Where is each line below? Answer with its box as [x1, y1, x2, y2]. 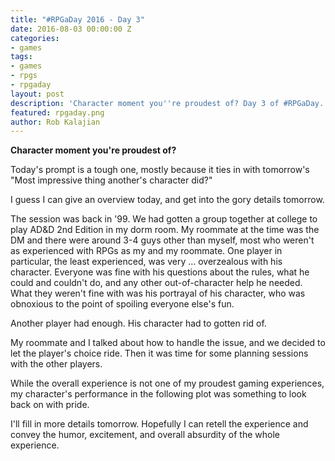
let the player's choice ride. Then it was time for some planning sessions [10, 347, 309, 360]
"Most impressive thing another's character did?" [10, 174, 213, 186]
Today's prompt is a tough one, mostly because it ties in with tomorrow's [10, 164, 310, 176]
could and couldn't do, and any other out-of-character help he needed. [10, 277, 303, 289]
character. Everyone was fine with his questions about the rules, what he [10, 266, 310, 278]
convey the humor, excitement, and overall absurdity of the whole [10, 429, 280, 441]
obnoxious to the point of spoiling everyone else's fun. [10, 298, 235, 310]
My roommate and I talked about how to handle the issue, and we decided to [10, 337, 326, 349]
